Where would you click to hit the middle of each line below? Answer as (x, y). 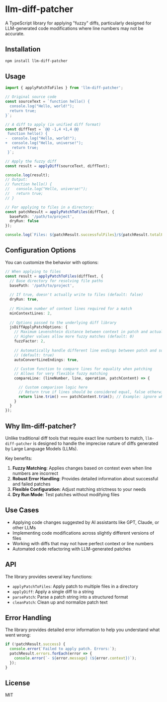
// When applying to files (33, 271)
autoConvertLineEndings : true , (46, 360)
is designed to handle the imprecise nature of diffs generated (96, 443)
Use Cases (22, 510)
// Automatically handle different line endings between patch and (85, 351)
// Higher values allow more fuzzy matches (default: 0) (74, 337)
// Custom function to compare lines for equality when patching (83, 369)
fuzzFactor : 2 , (30, 341)
